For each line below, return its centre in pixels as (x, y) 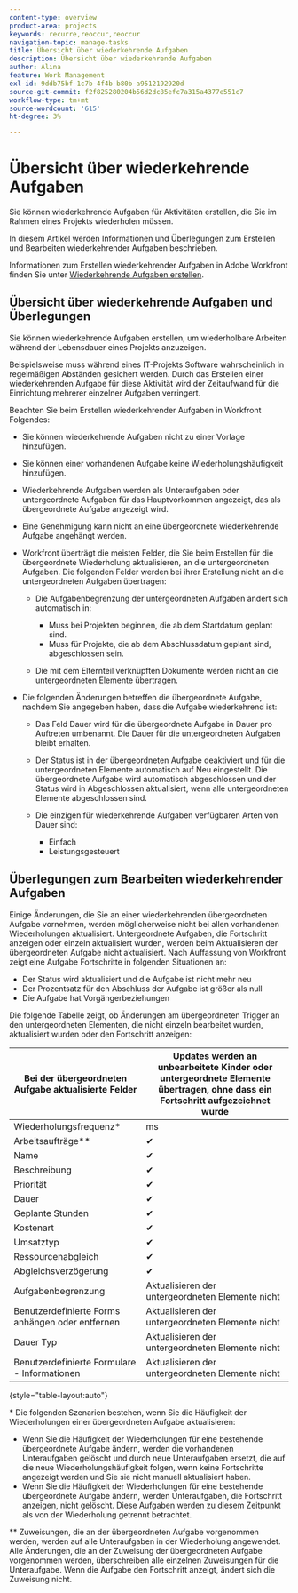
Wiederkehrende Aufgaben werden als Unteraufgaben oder (130, 490)
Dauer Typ (35, 1341)
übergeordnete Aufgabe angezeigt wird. (95, 508)
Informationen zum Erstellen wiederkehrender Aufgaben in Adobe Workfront (149, 265)
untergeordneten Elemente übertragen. (107, 680)
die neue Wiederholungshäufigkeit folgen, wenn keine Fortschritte (143, 1467)
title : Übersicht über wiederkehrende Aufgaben (99, 51)
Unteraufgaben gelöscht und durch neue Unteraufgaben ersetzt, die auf (153, 1458)
